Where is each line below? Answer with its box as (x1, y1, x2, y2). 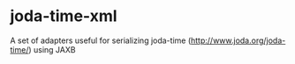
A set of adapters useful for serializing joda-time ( (10, 35, 192, 46)
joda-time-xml (10, 6, 117, 26)
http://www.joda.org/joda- (190, 35, 286, 46)
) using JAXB (28, 44, 76, 54)
